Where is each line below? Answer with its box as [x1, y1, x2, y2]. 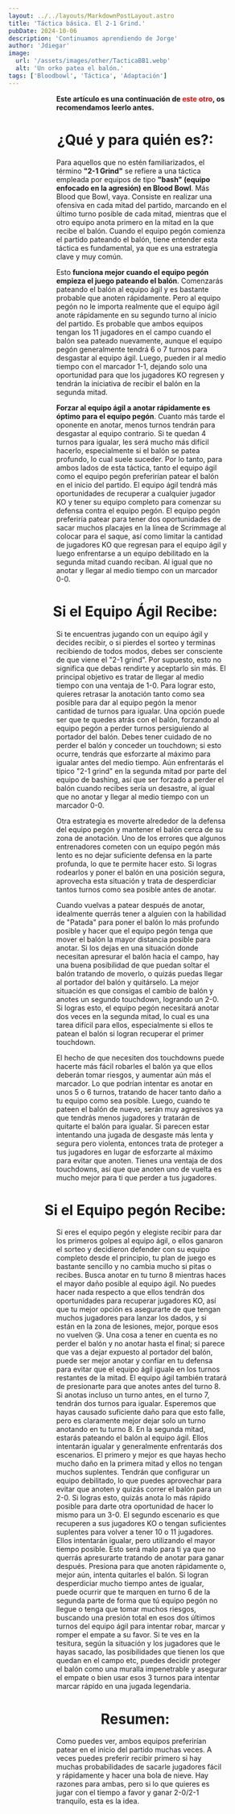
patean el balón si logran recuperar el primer [56, 1029, 204, 1038]
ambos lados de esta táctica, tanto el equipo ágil [56, 463, 217, 472]
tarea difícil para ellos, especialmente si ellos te [56, 1020, 213, 1030]
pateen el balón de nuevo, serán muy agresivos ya [56, 1104, 224, 1113]
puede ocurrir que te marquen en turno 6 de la [56, 1587, 211, 1597]
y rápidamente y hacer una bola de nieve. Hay [56, 1770, 209, 1780]
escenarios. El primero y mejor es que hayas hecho [56, 1450, 227, 1460]
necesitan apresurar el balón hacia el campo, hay [56, 951, 220, 961]
